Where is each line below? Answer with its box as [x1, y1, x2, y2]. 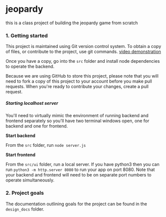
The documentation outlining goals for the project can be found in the [5, 201, 147, 207]
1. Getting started [5, 32, 48, 39]
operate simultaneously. [5, 177, 55, 183]
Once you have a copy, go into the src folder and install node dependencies [5, 58, 160, 64]
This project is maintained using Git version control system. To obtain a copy [5, 43, 162, 49]
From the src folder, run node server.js [5, 142, 86, 148]
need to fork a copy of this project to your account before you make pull [5, 78, 152, 85]
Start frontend [5, 152, 36, 158]
